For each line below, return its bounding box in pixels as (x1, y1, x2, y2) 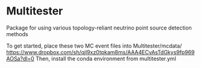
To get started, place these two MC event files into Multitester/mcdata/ (6, 42, 182, 49)
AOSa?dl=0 (6, 55, 34, 62)
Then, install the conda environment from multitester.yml (35, 55, 176, 62)
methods (6, 30, 28, 37)
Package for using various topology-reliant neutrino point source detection (6, 24, 192, 31)
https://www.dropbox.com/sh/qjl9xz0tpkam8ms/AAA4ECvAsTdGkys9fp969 (6, 48, 195, 55)
